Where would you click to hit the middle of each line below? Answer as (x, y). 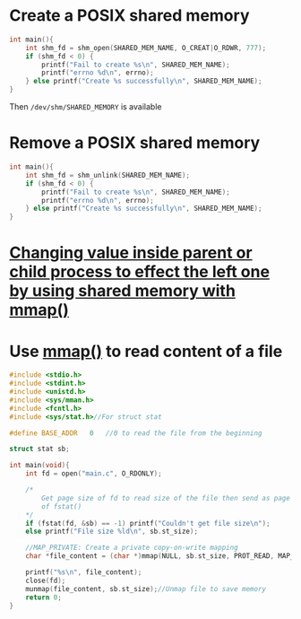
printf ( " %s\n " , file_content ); (84, 572)
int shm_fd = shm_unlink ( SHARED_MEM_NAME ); (108, 175)
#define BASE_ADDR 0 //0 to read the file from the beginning (136, 433)
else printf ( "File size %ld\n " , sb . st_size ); (112, 532)
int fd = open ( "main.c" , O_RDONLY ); (94, 474)
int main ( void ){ (39, 466)
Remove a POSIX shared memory (135, 143)
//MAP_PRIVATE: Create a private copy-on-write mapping (132, 548)
